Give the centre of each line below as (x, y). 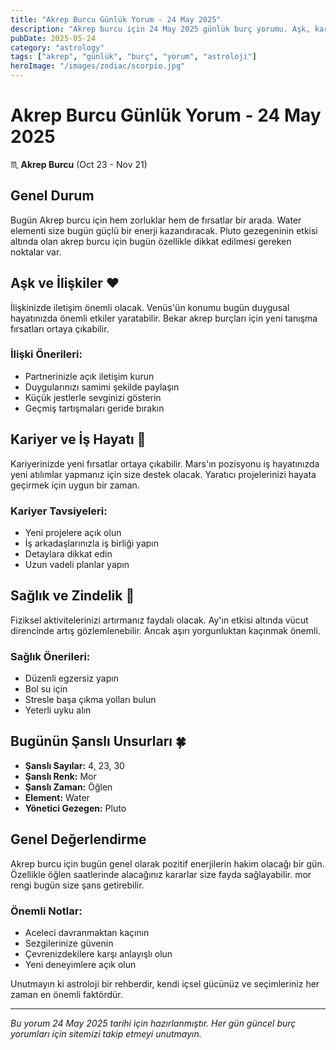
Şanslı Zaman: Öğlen (68, 787)
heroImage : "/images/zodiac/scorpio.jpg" (98, 66)
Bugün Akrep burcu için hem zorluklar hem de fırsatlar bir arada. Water (156, 220)
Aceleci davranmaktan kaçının (87, 932)
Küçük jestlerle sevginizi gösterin (93, 397)
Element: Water (57, 797)
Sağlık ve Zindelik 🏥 (72, 596)
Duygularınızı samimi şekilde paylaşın (102, 387)
